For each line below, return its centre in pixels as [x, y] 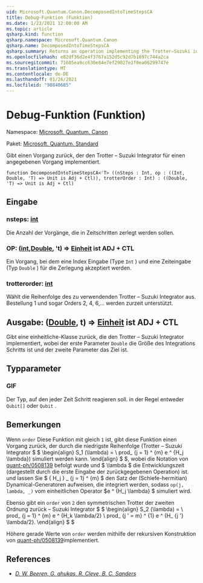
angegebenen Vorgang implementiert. [53, 162]
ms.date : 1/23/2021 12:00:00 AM [47, 23]
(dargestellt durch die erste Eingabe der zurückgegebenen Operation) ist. [98, 471]
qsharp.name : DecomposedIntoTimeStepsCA [58, 46]
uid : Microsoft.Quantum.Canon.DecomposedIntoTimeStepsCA [79, 12]
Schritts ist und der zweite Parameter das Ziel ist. [67, 350]
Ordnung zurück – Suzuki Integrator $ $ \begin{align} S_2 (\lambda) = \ [95, 509]
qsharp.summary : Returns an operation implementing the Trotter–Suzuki [98, 52]
